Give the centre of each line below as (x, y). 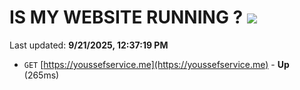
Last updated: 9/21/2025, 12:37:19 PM (89, 45)
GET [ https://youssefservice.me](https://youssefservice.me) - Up (156, 64)
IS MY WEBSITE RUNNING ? (126, 17)
